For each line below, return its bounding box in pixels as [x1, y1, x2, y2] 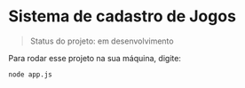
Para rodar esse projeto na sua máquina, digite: [8, 52, 181, 63]
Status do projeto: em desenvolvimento [29, 36, 174, 46]
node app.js [8, 69, 52, 79]
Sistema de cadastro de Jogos [8, 6, 237, 27]
